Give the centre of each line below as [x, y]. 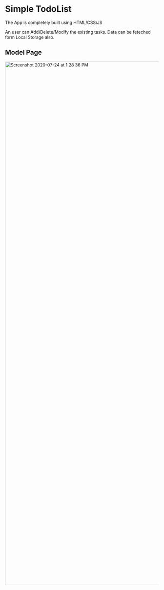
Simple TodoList [38, 9]
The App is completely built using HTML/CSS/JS [54, 22]
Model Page [24, 52]
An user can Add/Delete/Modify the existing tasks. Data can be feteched [78, 32]
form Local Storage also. [30, 37]
